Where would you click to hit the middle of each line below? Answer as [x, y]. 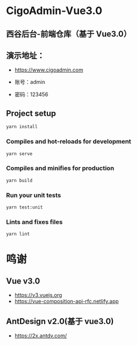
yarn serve [19, 153]
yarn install [22, 127]
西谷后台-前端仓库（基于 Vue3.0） [69, 34]
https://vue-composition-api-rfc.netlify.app [66, 301]
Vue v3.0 [23, 281]
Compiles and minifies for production [60, 168]
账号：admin [30, 82]
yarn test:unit [25, 207]
